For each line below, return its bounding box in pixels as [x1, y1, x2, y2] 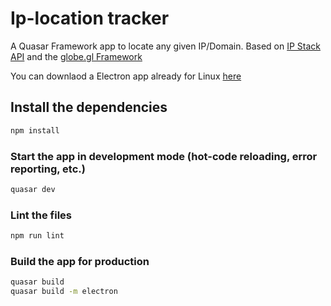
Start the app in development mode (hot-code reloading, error [10, 149, 318, 163]
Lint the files [10, 208, 72, 222]
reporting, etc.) [10, 162, 86, 176]
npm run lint [10, 231, 65, 241]
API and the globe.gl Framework [10, 50, 143, 62]
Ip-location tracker [10, 7, 170, 30]
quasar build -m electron [10, 287, 118, 297]
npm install [10, 125, 60, 136]
